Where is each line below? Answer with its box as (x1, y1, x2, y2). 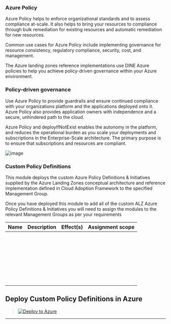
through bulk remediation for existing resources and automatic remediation (5, 27, 162, 33)
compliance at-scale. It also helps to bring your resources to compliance (5, 21, 157, 27)
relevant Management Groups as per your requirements (5, 211, 122, 217)
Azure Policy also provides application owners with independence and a (5, 109, 157, 115)
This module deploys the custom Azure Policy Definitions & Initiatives (5, 174, 150, 180)
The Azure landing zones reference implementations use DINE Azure (5, 63, 150, 69)
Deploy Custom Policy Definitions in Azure (5, 295, 142, 304)
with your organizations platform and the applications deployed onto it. (5, 103, 154, 109)
